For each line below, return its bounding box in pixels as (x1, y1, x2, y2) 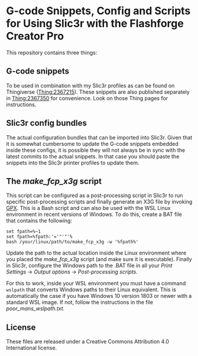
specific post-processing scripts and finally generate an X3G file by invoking (6, 198, 193, 205)
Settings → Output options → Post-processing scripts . (6, 268, 138, 275)
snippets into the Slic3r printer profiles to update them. (6, 159, 139, 166)
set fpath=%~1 (6, 228, 41, 235)
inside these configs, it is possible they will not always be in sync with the (6, 147, 185, 154)
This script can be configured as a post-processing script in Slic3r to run (6, 192, 183, 199)
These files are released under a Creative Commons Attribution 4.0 (6, 338, 170, 345)
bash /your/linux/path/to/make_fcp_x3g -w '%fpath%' (6, 239, 139, 245)
